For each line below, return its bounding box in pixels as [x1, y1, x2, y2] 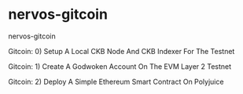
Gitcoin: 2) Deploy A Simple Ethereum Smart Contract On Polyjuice [8, 77, 224, 86]
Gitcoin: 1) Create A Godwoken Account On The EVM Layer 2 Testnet [8, 61, 232, 71]
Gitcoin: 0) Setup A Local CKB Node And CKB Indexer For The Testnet [8, 46, 235, 56]
